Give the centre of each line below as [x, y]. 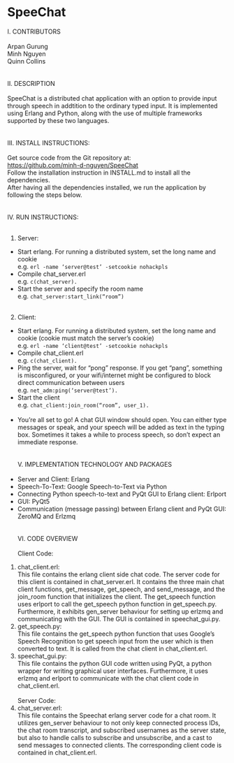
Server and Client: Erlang [53, 479]
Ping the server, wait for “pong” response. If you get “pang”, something [120, 368]
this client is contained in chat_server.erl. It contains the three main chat [121, 581]
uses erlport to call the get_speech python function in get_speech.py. [117, 604]
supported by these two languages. [58, 120]
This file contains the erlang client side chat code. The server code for [118, 574]
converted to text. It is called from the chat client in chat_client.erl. [112, 648]
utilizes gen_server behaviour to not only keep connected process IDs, [119, 722]
